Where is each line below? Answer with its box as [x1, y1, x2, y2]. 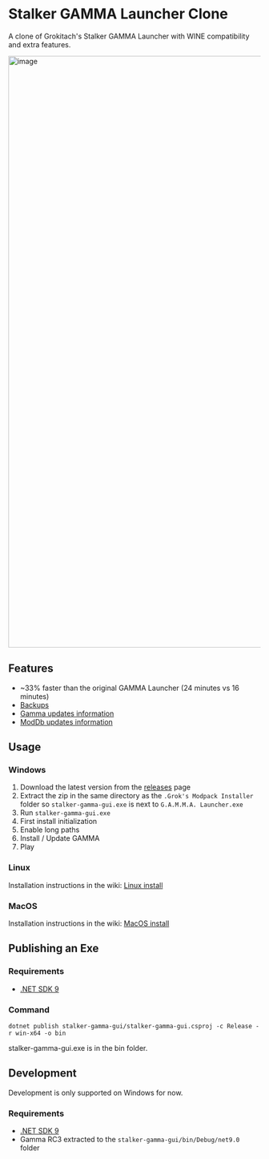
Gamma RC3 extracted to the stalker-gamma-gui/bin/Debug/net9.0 [19, 1135, 240, 1145]
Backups [19, 700, 50, 709]
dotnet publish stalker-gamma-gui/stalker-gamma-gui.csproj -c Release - [8, 1023, 260, 1031]
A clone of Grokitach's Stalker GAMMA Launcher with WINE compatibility [8, 31, 250, 41]
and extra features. [8, 39, 71, 49]
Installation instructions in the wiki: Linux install [8, 880, 163, 890]
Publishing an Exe [8, 942, 99, 955]
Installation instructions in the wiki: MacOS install [8, 919, 170, 928]
